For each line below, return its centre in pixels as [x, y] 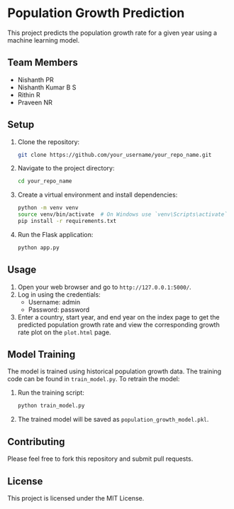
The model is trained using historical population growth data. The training [115, 371]
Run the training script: [51, 393]
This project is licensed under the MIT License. [76, 498]
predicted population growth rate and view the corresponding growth [118, 324]
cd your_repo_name [45, 181]
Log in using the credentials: [59, 294]
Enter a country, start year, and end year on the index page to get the [118, 317]
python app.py [38, 247]
